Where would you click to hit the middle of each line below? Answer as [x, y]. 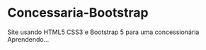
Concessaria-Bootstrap [78, 13]
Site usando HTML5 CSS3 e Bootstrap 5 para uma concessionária [103, 32]
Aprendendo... [28, 39]
